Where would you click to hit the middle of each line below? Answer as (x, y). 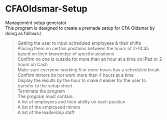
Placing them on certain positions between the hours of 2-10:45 (83, 48)
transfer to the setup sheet (45, 85)
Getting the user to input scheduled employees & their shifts (79, 43)
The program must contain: (45, 96)
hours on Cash (32, 64)
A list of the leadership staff (46, 112)
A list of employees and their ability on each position (71, 101)
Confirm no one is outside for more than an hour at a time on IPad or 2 (90, 59)
